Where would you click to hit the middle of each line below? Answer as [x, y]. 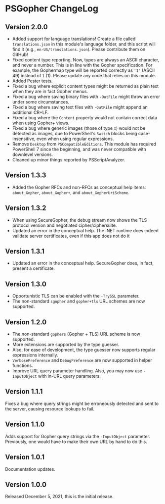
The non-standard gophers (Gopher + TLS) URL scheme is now [76, 334]
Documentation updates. [30, 469]
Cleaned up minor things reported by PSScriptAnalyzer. [69, 160]
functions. [22, 366]
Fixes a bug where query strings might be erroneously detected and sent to [82, 403]
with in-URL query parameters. [69, 376]
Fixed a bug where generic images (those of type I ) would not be [79, 128]
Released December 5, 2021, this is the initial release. [59, 497]
